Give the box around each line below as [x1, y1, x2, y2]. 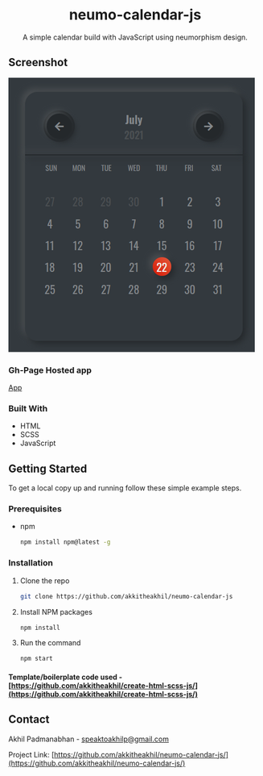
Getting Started [8, 461, 88, 475]
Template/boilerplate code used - [8, 672, 123, 682]
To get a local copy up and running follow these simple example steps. [8, 483, 242, 493]
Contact [8, 712, 50, 727]
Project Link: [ [8, 749, 55, 759]
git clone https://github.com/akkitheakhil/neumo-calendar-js [19, 592, 233, 600]
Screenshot [8, 56, 68, 69]
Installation [8, 557, 54, 569]
